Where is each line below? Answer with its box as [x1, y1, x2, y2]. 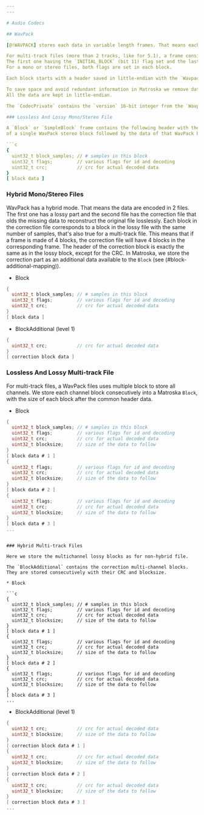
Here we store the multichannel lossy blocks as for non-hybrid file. [6, 553, 189, 560]
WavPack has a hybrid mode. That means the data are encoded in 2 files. [6, 204, 189, 211]
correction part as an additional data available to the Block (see [6, 255, 164, 263]
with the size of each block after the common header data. [6, 395, 153, 402]
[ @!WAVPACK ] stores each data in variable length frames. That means [6, 42, 186, 48]
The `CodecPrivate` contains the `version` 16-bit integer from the [6, 103, 183, 109]
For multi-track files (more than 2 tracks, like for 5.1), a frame [6, 53, 183, 59]
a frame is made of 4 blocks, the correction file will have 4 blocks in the [6, 236, 185, 244]
